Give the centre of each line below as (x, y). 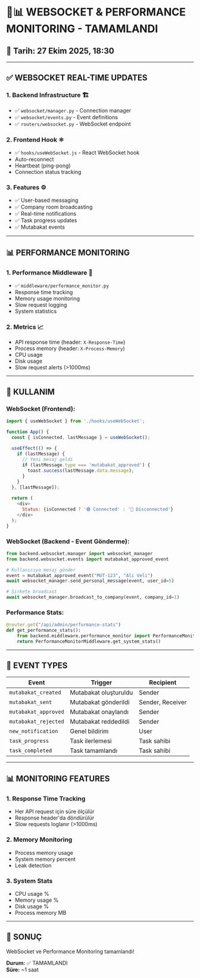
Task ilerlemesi (91, 741)
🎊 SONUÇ (24, 937)
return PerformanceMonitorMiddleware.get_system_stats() (89, 641)
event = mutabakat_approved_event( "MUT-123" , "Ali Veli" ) (79, 575)
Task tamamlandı (94, 750)
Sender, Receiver (163, 702)
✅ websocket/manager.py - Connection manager (73, 110)
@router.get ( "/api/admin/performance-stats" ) (63, 625)
